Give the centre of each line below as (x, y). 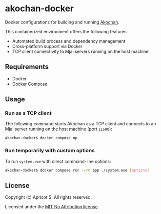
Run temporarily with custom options (50, 151)
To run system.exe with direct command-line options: (58, 161)
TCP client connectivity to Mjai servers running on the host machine (80, 51)
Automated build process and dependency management (69, 41)
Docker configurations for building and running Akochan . (62, 22)
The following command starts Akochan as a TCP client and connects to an (80, 124)
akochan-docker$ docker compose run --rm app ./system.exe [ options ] (77, 170)
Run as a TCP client (29, 113)
